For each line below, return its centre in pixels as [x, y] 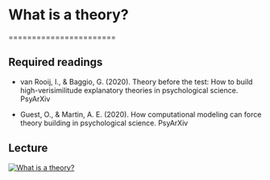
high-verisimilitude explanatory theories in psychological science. [129, 90]
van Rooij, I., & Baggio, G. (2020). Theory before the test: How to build [136, 81]
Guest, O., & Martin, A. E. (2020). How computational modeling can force [141, 114]
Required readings [56, 62]
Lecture [28, 148]
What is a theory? [69, 15]
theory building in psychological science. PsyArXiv [104, 123]
